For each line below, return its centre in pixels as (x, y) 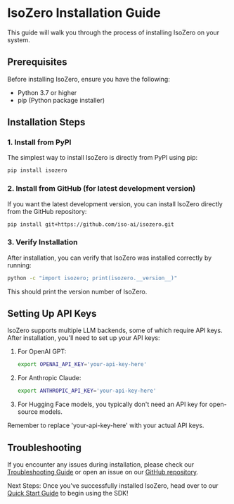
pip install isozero (38, 170)
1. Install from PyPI (39, 142)
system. (19, 39)
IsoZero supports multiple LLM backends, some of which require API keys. (115, 330)
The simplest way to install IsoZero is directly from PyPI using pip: (103, 158)
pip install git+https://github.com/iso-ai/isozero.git (91, 224)
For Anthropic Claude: (49, 378)
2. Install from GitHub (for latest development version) (102, 189)
